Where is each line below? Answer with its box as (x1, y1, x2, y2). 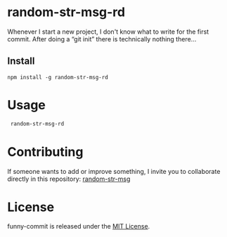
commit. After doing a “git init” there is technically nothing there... (7, 34, 197, 43)
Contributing (7, 144, 84, 160)
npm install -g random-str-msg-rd (7, 74, 109, 81)
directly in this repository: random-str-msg (7, 175, 131, 183)
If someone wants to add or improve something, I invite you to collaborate (7, 167, 221, 175)
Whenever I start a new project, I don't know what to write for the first (7, 27, 209, 36)
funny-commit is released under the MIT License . (7, 222, 150, 231)
